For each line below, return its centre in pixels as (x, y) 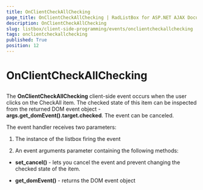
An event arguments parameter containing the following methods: (97, 151)
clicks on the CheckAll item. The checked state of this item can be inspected (101, 103)
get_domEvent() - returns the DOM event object (75, 181)
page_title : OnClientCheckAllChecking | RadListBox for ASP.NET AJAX (96, 18)
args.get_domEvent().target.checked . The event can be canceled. (90, 116)
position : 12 (23, 46)
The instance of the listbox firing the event (68, 139)
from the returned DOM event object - (53, 109)
